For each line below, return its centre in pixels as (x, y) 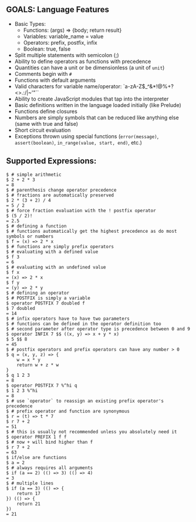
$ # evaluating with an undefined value (56, 267)
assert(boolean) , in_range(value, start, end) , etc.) (78, 142)
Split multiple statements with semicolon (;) (67, 55)
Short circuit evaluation (43, 130)
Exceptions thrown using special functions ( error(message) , (87, 136)
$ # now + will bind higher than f (50, 442)
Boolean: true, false (47, 49)
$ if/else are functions (36, 457)
